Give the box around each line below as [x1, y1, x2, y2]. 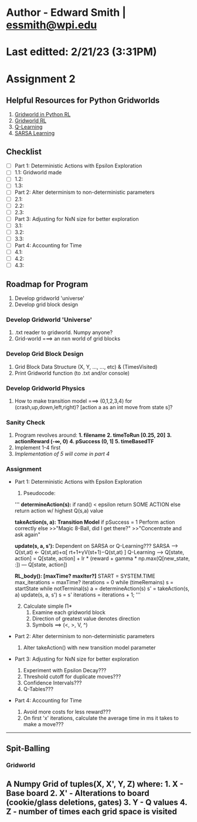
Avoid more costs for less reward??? [23, 708, 111, 716]
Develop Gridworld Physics [6, 384, 85, 392]
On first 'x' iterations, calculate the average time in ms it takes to [23, 715, 179, 722]
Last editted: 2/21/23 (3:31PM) [6, 45, 157, 59]
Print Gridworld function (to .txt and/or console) [14, 369, 130, 376]
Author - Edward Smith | [6, 6, 126, 19]
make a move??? [23, 721, 64, 728]
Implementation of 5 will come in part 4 [14, 450, 110, 457]
